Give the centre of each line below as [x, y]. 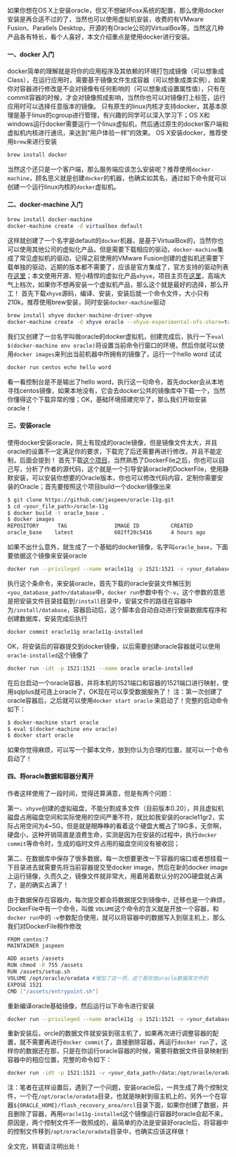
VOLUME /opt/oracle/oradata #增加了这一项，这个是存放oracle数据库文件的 [108, 978]
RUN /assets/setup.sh [39, 972]
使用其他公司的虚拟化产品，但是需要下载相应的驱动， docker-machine [118, 249]
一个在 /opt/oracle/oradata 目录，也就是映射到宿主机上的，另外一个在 [120, 1096]
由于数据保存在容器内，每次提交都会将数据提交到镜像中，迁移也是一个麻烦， [118, 899]
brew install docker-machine [50, 220]
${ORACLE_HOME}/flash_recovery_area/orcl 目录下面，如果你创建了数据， [118, 1105]
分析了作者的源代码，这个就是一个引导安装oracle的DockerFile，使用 [124, 469]
